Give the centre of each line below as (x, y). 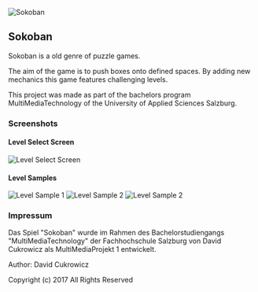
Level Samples (33, 178)
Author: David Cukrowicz (48, 264)
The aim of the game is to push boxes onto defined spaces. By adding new (129, 71)
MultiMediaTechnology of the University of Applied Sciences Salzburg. (123, 103)
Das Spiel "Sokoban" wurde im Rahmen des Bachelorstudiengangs (116, 233)
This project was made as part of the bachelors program (100, 94)
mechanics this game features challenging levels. (88, 79)
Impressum (30, 216)
